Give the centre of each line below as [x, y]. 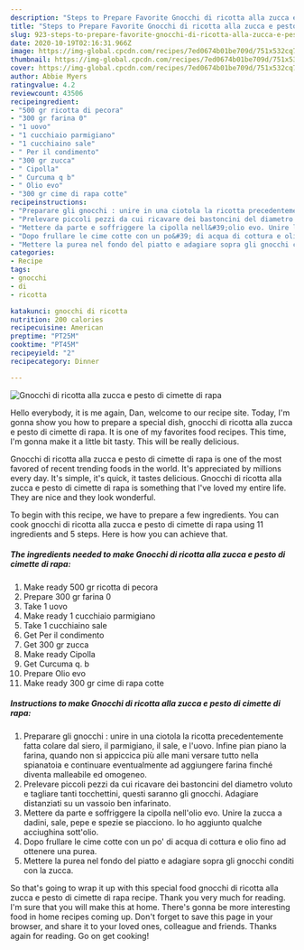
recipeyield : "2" [43, 353]
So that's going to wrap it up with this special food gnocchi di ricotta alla [144, 888]
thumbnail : [31, 60]
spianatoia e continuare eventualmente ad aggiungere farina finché [148, 765]
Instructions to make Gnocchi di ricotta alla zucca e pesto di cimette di [145, 703]
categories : [32, 253]
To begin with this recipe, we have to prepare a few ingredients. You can [144, 515]
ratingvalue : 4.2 [43, 85]
